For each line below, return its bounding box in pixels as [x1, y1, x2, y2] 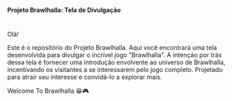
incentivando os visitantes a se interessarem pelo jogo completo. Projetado [7, 66, 223, 74]
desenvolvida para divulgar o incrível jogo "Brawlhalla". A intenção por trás [7, 51, 222, 59]
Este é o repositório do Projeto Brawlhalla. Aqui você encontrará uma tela [7, 44, 217, 52]
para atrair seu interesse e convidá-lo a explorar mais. [7, 73, 162, 82]
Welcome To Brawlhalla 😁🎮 [7, 86, 89, 95]
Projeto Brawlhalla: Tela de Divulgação [7, 6, 121, 14]
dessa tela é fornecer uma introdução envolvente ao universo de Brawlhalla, [7, 58, 226, 66]
